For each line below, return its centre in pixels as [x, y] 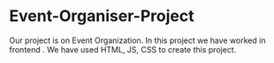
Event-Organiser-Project [102, 16]
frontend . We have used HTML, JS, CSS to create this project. [123, 49]
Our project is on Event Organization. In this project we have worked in [137, 40]
